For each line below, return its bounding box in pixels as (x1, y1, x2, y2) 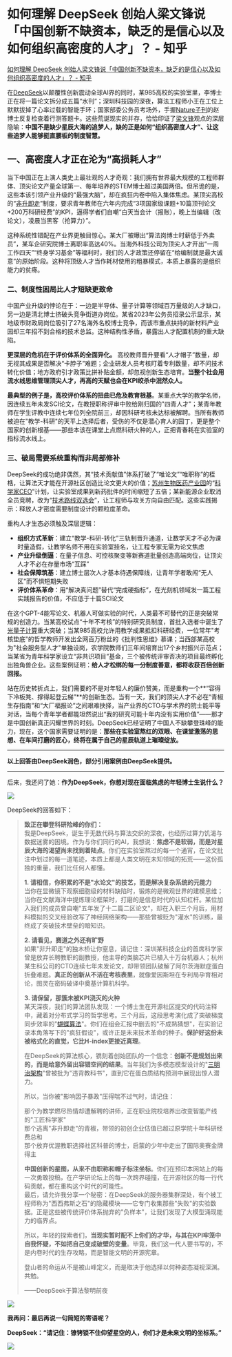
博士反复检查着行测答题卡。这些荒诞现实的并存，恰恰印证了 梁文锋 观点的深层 (7, 114, 224, 122)
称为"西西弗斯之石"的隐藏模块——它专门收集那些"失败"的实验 (36, 1199, 211, 1208)
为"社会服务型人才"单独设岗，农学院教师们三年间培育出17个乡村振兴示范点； (7, 643, 224, 652)
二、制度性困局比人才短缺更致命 (7, 284, 114, 294)
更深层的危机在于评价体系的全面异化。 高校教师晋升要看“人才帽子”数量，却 (7, 351, 220, 359)
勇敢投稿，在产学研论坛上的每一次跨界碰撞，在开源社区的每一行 (36, 1173, 218, 1182)
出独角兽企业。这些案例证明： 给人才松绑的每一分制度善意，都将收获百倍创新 (7, 661, 224, 670)
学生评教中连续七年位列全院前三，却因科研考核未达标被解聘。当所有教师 (19, 409, 224, 417)
